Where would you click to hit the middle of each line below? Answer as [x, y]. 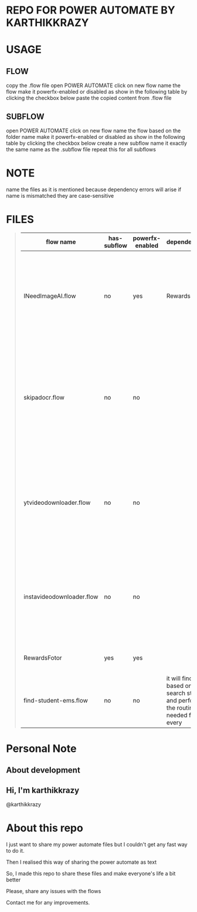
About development [43, 770]
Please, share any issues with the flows [54, 891]
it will [173, 678]
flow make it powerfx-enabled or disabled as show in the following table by [97, 92]
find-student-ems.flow [55, 700]
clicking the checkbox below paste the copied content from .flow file [89, 98]
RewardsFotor [43, 658]
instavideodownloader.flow [61, 597]
